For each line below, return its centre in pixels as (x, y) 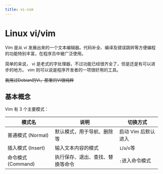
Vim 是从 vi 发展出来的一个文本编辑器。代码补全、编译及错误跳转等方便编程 (81, 47)
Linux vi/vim (30, 33)
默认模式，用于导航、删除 (84, 132)
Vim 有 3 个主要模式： (27, 109)
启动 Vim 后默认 (137, 132)
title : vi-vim (19, 9)
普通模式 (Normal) (28, 135)
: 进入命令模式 (135, 161)
